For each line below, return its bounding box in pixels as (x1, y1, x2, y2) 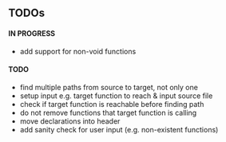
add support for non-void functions (19, 46, 137, 56)
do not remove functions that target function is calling (19, 108, 197, 117)
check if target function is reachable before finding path (19, 99, 204, 108)
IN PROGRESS (8, 28, 56, 38)
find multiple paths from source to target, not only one (19, 82, 198, 92)
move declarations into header (19, 116, 121, 126)
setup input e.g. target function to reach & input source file (19, 91, 213, 101)
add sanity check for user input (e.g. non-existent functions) (19, 124, 219, 134)
